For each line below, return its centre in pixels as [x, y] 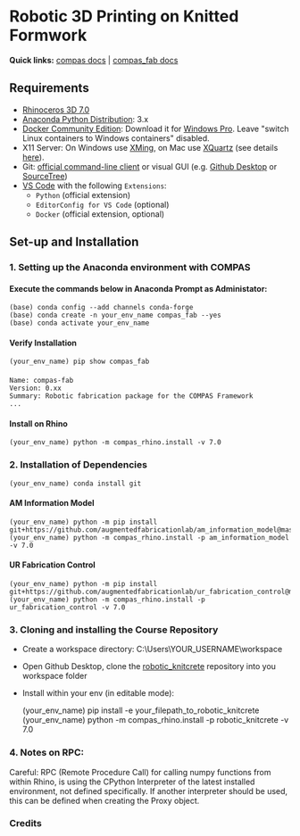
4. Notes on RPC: [47, 753]
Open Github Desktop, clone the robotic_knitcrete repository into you [149, 666]
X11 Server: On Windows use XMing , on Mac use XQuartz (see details [150, 147]
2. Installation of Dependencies [78, 465]
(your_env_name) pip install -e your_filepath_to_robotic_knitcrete [141, 710]
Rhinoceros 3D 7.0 [56, 110]
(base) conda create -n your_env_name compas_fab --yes [115, 315]
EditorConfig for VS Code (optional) [102, 204]
